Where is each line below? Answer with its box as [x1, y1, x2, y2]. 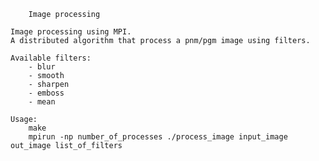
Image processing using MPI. [10, 27, 132, 37]
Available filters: [10, 53, 92, 63]
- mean [28, 97, 56, 107]
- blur [28, 62, 56, 72]
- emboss [28, 88, 65, 98]
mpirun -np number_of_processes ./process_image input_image [28, 132, 288, 142]
